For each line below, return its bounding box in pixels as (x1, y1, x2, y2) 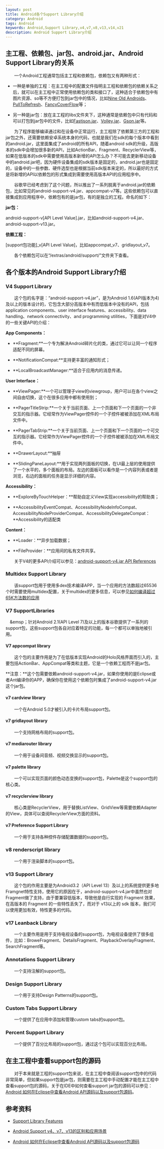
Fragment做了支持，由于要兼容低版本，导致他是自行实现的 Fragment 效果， (5, 895, 158, 901)
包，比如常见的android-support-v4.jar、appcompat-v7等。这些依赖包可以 (5, 187, 154, 194)
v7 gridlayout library (5, 718, 48, 724)
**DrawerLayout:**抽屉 (12, 450, 61, 456)
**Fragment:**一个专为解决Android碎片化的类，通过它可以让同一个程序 (12, 340, 158, 346)
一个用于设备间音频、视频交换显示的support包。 (14, 752, 111, 758)
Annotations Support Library (5, 956, 75, 963)
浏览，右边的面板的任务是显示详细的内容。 (12, 473, 99, 479)
